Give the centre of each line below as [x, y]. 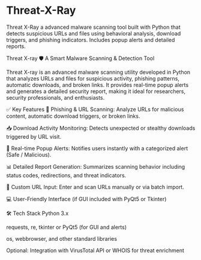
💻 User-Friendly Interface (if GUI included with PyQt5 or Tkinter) [86, 199]
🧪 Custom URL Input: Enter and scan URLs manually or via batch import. [95, 187]
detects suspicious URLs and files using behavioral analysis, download [94, 33]
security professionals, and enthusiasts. [55, 97]
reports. [16, 46]
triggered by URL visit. [34, 136]
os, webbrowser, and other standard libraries [62, 238]
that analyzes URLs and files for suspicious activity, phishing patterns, [93, 78]
